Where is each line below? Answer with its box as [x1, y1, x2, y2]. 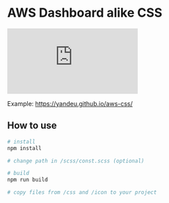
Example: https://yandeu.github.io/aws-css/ [7, 99, 134, 107]
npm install [7, 144, 42, 151]
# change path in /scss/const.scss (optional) [7, 157, 145, 165]
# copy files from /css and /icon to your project [7, 189, 157, 196]
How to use [7, 120, 57, 132]
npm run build [7, 176, 49, 183]
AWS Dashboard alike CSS [7, 5, 163, 21]
